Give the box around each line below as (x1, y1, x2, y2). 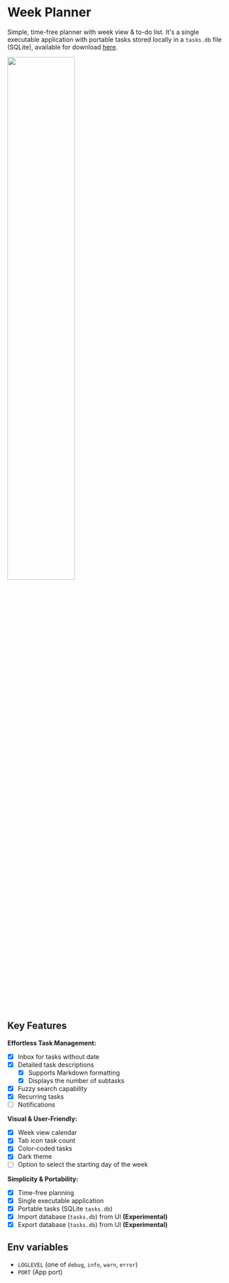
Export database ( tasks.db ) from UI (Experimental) (17, 1220, 168, 1228)
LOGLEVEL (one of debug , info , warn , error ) (17, 1260, 138, 1269)
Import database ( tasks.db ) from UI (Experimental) (17, 1212, 168, 1221)
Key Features (7, 1020, 67, 1032)
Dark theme (17, 1153, 52, 1161)
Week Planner (7, 4, 91, 21)
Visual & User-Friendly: (7, 1114, 78, 1124)
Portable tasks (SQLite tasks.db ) (17, 1204, 113, 1213)
